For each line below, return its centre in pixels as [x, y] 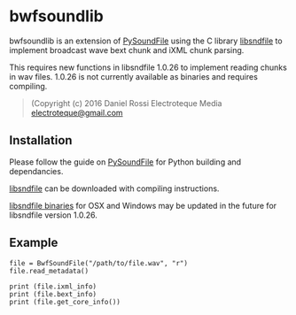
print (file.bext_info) [53, 294]
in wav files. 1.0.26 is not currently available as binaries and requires [134, 76]
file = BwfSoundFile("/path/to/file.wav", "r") [99, 263]
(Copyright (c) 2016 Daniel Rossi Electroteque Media [126, 103]
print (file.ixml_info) [53, 286]
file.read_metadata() [49, 271]
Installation [41, 140]
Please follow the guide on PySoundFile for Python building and [125, 162]
